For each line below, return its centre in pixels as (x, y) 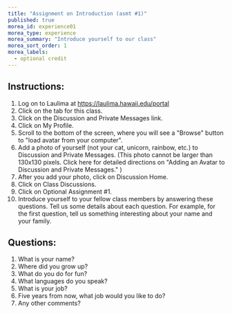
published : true (31, 20)
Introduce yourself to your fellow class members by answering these (115, 198)
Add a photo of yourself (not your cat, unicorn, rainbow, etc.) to (108, 147)
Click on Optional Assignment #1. (65, 192)
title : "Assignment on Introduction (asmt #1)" (78, 13)
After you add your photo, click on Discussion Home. (93, 176)
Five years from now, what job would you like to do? (91, 296)
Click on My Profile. (46, 125)
